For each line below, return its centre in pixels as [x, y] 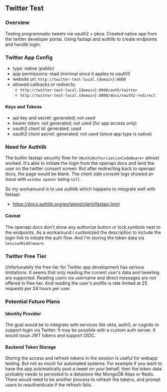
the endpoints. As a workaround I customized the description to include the [83, 232]
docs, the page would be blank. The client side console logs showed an [79, 174]
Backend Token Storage [31, 347]
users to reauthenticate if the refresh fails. [49, 385]
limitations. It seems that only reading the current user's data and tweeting [82, 272]
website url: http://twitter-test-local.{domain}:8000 [69, 79]
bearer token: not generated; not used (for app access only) [75, 123]
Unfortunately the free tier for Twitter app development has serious [75, 267]
